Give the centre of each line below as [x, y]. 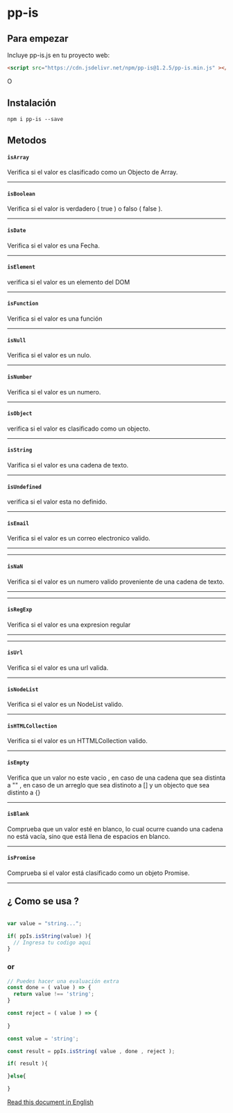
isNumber [20, 377]
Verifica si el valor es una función [55, 319]
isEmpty [18, 762]
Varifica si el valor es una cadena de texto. [68, 465]
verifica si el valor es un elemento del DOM [69, 282]
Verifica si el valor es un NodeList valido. [65, 705]
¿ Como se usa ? [43, 901]
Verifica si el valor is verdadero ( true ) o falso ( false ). [85, 209]
